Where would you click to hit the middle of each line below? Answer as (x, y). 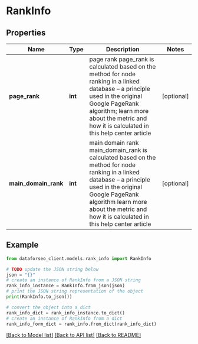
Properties (26, 33)
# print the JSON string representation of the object (75, 291)
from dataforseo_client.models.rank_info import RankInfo (79, 258)
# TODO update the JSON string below (52, 269)
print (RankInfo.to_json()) (39, 297)
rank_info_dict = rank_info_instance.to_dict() (66, 313)
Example (22, 245)
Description (123, 49)
